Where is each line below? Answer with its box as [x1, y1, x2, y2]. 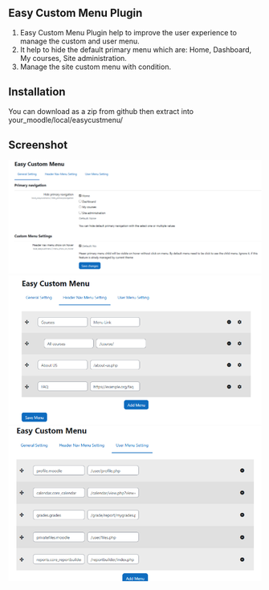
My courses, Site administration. [19, 53, 127, 63]
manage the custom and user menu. [19, 36, 141, 46]
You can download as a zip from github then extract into [8, 106, 194, 116]
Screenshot [8, 138, 68, 152]
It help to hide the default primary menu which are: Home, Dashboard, [19, 44, 252, 55]
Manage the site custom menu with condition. [19, 62, 171, 71]
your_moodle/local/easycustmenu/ [8, 115, 123, 124]
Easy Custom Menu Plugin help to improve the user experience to [19, 27, 237, 37]
